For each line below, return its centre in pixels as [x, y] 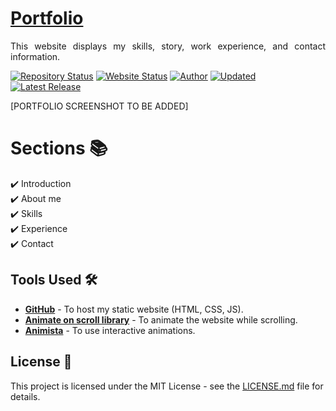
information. [35, 56]
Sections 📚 [59, 148]
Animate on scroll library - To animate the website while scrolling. [161, 319]
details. [25, 396]
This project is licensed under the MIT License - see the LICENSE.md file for [167, 386]
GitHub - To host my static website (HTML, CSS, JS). [134, 309]
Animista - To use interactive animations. [110, 330]
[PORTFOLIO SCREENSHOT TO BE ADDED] [99, 106]
